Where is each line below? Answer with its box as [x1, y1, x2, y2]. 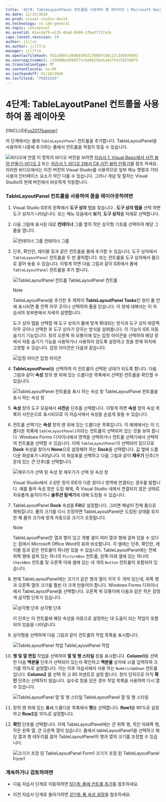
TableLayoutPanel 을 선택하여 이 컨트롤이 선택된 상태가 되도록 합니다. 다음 [12, 366, 157, 371]
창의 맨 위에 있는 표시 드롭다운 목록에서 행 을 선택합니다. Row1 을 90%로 [12, 704, 150, 710]
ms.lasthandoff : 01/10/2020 [5, 71, 64, 76]
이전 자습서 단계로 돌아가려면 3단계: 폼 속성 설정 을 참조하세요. [12, 792, 131, 798]
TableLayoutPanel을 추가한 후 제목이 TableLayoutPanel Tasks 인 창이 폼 [12, 297, 155, 303]
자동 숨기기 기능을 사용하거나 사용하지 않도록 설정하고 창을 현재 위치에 [22, 338, 157, 344]
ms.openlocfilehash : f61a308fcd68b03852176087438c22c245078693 [5, 53, 138, 58]
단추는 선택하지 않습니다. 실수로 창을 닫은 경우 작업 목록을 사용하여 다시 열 [18, 677, 160, 683]
